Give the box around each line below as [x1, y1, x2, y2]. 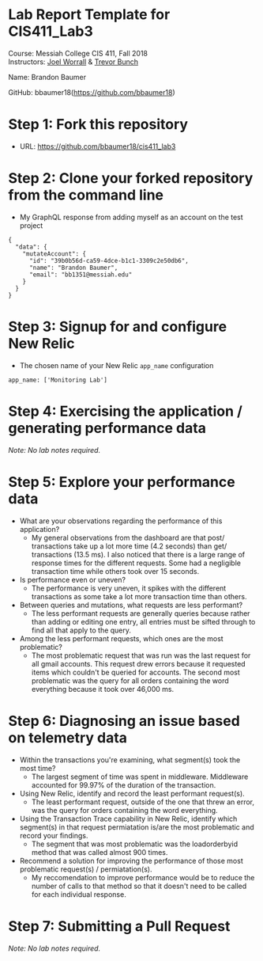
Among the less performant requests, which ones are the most [19, 633, 224, 643]
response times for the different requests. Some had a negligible [31, 558, 241, 568]
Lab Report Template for [8, 6, 171, 24]
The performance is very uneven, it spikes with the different [31, 583, 227, 593]
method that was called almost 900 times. [31, 847, 168, 857]
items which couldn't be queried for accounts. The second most [31, 667, 241, 677]
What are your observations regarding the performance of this [19, 516, 223, 526]
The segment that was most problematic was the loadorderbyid [31, 839, 239, 849]
